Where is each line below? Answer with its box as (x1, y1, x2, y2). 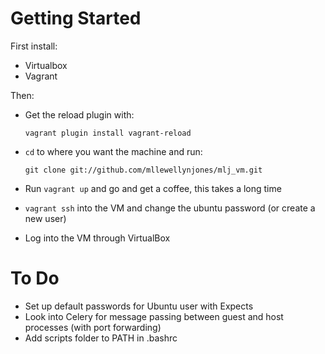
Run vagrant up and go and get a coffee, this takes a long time (24, 182, 282, 194)
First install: (10, 40, 58, 52)
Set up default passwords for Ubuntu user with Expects (24, 300, 254, 312)
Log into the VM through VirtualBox (24, 232, 171, 244)
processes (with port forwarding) (24, 321, 162, 333)
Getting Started (10, 7, 142, 30)
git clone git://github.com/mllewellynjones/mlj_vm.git (24, 165, 263, 175)
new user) (24, 212, 67, 224)
